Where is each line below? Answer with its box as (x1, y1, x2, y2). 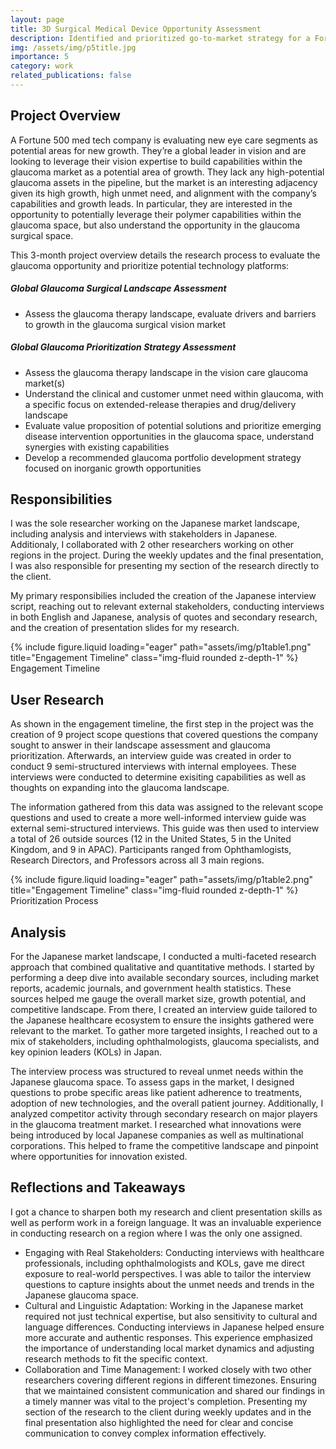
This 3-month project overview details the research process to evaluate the (10, 249, 321, 261)
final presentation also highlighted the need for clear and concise (24, 1416, 294, 1428)
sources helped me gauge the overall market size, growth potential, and (10, 993, 306, 1005)
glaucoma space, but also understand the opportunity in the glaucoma (10, 219, 300, 231)
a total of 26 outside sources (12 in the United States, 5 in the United (10, 833, 292, 845)
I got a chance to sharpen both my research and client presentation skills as (10, 1206, 323, 1218)
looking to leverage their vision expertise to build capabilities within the (10, 155, 303, 167)
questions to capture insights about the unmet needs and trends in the (24, 1278, 315, 1290)
